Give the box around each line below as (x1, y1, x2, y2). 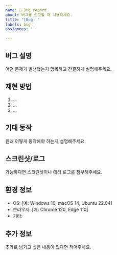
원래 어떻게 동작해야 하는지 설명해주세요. (5, 138, 86, 144)
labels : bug (5, 22, 31, 27)
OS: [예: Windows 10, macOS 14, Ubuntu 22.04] (12, 200, 112, 206)
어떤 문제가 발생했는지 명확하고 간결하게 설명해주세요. (5, 66, 112, 72)
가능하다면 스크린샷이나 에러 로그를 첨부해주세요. (5, 169, 103, 175)
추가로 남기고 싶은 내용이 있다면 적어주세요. (5, 244, 91, 250)
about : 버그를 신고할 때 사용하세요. (5, 12, 73, 17)
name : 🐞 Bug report (5, 7, 47, 13)
